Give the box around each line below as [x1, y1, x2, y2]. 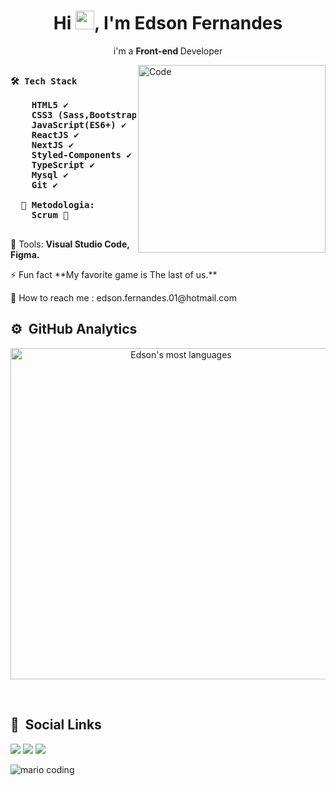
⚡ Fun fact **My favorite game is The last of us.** [10, 268, 218, 280]
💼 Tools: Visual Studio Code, [10, 238, 130, 250]
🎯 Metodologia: [20, 199, 95, 210]
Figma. [10, 248, 40, 260]
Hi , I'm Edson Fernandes [53, 12, 283, 35]
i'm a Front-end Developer [113, 45, 223, 57]
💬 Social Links [10, 716, 102, 734]
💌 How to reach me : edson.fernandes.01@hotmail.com [10, 291, 237, 304]
